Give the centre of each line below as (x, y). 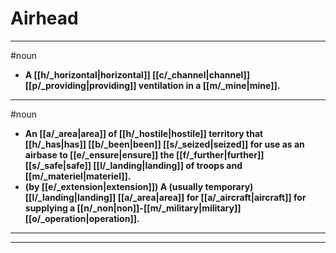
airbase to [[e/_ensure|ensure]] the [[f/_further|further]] (144, 154)
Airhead (44, 18)
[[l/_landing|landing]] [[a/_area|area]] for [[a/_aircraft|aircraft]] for (165, 197)
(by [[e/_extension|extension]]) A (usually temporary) (139, 186)
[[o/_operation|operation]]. (82, 218)
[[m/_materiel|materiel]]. (78, 176)
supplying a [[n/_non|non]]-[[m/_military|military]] (133, 208)
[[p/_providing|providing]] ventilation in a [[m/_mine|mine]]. (152, 85)
